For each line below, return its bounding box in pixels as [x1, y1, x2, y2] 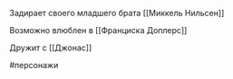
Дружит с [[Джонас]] [9, 42, 92, 53]
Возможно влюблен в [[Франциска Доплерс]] [9, 25, 188, 35]
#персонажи [9, 60, 59, 70]
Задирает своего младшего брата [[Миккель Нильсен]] [9, 8, 225, 18]
